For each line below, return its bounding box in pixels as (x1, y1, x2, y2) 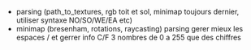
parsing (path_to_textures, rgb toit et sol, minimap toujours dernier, (15, 7, 240, 16)
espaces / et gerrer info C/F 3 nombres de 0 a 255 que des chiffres (15, 32, 241, 42)
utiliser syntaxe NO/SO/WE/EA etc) (15, 15, 132, 25)
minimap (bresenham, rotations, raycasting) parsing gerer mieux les (15, 24, 244, 33)
